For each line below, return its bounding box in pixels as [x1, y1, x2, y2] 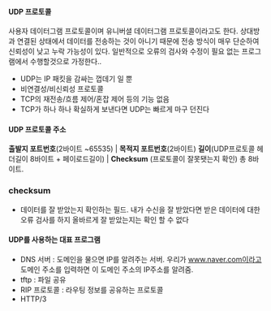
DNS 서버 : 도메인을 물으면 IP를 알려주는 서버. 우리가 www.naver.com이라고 [19, 254, 262, 264]
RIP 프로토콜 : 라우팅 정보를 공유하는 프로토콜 [19, 284, 164, 295]
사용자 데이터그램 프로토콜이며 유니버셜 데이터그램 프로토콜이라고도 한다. [8, 26, 239, 36]
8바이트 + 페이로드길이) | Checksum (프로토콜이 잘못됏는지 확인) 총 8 [29, 154, 253, 164]
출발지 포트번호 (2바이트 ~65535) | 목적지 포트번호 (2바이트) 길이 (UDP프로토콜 [8, 144, 256, 153]
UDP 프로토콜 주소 [8, 124, 67, 134]
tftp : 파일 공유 [19, 274, 67, 284]
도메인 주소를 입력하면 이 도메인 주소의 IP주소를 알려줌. [19, 264, 194, 274]
